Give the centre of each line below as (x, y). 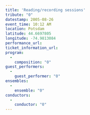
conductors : (18, 95)
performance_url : (24, 43)
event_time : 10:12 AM (28, 24)
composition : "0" (33, 62)
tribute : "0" (19, 15)
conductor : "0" (31, 105)
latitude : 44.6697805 (28, 34)
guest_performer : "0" (37, 76)
